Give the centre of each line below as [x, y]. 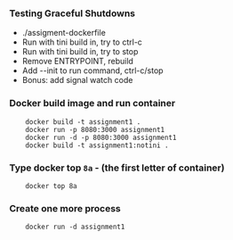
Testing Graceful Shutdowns [72, 13]
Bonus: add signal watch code [77, 80]
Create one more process [65, 208]
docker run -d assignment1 [75, 227]
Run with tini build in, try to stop [80, 52]
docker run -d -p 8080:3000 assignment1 [101, 137]
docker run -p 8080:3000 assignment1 [95, 129]
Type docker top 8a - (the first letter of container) [117, 168]
